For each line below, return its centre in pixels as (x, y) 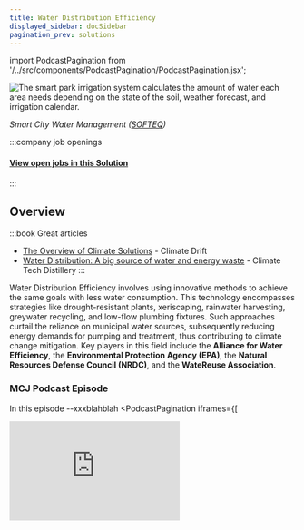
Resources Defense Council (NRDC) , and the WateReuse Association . (143, 365)
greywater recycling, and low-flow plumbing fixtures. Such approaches (142, 317)
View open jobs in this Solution (69, 162)
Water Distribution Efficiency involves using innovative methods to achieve (149, 288)
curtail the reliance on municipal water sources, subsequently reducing (142, 327)
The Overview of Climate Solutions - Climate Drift (115, 251)
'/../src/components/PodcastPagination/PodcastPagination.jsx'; (128, 70)
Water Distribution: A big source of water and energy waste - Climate (152, 260)
